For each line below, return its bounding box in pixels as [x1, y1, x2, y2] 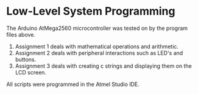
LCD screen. [15, 68, 47, 76]
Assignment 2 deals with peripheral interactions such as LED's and [15, 49, 183, 56]
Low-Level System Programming [6, 4, 175, 18]
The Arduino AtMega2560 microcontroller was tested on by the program [6, 24, 188, 32]
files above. [6, 31, 35, 38]
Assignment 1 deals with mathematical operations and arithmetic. [15, 43, 179, 50]
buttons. [15, 56, 37, 63]
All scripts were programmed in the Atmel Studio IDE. [6, 81, 140, 88]
